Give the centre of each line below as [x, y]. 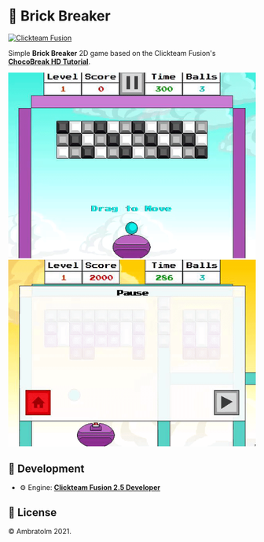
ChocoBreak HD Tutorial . [49, 61]
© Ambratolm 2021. [40, 531]
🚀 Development [46, 468]
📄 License [33, 512]
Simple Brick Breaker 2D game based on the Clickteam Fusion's [112, 53]
